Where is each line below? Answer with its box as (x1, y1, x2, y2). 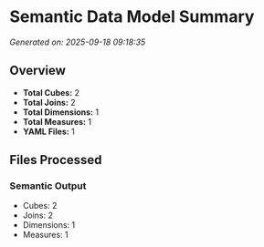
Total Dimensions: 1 (22, 107, 99, 118)
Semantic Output (9, 180, 87, 192)
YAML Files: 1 (22, 126, 75, 137)
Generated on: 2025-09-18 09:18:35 (9, 36, 146, 47)
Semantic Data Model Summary (9, 6, 255, 27)
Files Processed (9, 152, 102, 168)
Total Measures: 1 (22, 116, 92, 127)
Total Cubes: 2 (22, 87, 80, 98)
